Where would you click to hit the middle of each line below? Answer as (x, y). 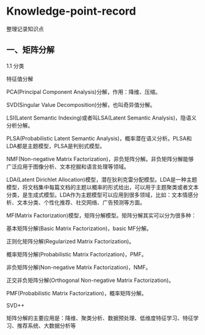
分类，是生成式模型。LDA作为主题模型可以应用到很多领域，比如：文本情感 (100, 195)
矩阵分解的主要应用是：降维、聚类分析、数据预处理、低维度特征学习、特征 (100, 318)
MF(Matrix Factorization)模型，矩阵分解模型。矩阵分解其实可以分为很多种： (102, 215)
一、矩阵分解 (31, 50)
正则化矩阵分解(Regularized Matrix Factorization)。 (70, 241)
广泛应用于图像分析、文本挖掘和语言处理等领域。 (68, 167)
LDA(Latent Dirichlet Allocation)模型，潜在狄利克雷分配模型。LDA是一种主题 (102, 179)
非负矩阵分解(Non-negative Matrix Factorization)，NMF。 (79, 267)
